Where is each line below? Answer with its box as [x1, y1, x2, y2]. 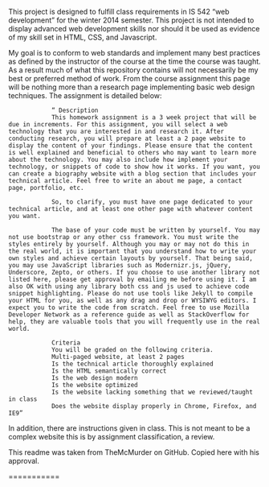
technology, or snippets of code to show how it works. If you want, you [8, 163, 261, 171]
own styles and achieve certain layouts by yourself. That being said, [8, 254, 253, 262]
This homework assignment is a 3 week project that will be [51, 113, 257, 122]
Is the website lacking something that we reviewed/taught [51, 388, 253, 396]
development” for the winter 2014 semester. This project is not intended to [8, 15, 255, 25]
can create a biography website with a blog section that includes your [8, 170, 257, 178]
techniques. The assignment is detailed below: [8, 91, 162, 100]
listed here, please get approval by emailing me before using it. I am [8, 275, 257, 283]
